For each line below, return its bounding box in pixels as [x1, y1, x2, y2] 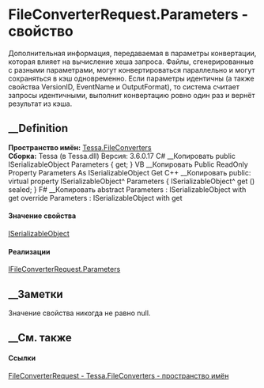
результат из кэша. [8, 99, 73, 108]
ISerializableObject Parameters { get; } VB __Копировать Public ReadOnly [8, 160, 249, 169]
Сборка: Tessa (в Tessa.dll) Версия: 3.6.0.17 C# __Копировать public [8, 151, 236, 160]
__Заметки [8, 287, 63, 301]
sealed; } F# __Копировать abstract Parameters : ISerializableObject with [8, 184, 247, 194]
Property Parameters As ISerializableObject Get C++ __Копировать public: [8, 168, 251, 177]
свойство [8, 22, 74, 40]
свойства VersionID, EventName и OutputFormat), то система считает [8, 81, 239, 92]
